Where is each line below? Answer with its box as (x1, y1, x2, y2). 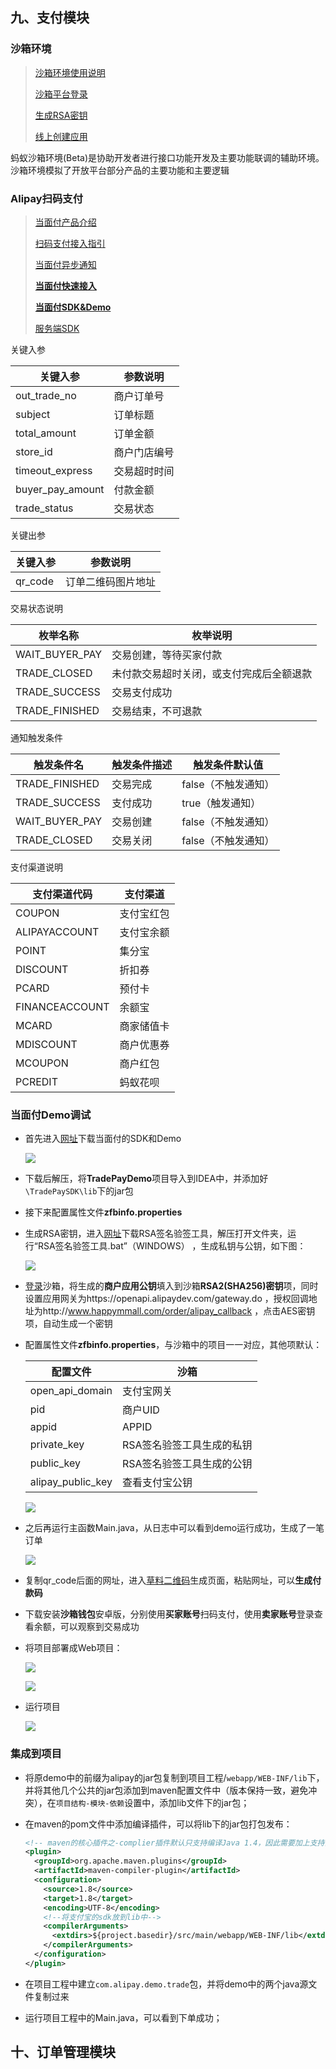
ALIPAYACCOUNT (15, 924, 100, 938)
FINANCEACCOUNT (15, 999, 110, 1013)
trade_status (15, 501, 74, 515)
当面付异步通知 (34, 258, 97, 270)
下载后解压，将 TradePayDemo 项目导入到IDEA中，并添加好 (24, 1173, 269, 1185)
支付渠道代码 (32, 887, 93, 901)
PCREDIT (15, 1074, 58, 1088)
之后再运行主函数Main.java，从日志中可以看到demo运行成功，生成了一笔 (24, 1522, 325, 1534)
